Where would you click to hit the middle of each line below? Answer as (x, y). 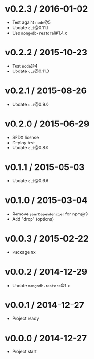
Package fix (24, 252)
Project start (24, 352)
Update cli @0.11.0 (31, 71)
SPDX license (25, 137)
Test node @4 (25, 66)
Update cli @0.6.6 (30, 180)
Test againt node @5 (31, 22)
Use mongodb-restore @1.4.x (39, 33)
